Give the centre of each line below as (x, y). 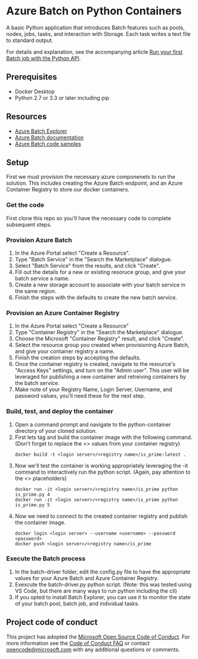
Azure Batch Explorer (41, 131)
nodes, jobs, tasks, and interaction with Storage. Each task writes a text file (98, 33)
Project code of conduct (52, 622)
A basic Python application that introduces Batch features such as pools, (95, 28)
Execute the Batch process (46, 559)
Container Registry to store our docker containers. (68, 190)
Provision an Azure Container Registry (63, 313)
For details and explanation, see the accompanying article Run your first (95, 51)
